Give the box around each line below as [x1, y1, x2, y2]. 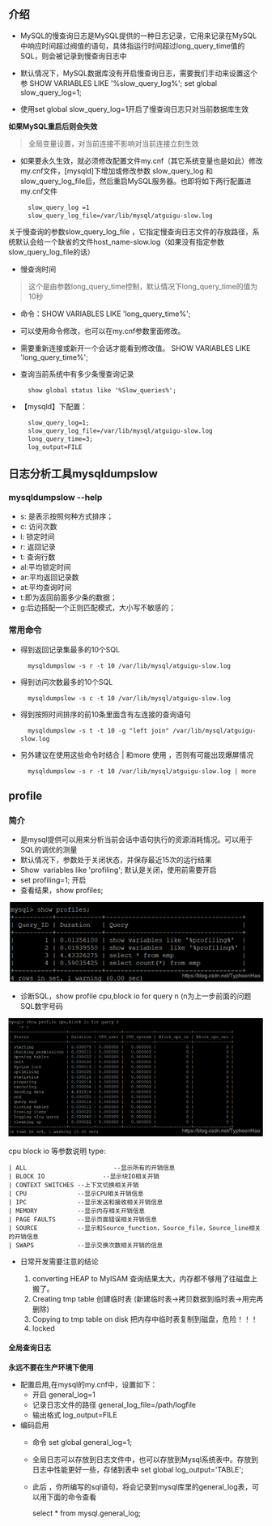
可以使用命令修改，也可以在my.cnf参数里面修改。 [19, 326, 185, 336]
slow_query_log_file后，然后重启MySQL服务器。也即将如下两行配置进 [19, 176, 252, 186]
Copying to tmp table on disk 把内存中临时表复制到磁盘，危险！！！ [32, 1314, 258, 1323]
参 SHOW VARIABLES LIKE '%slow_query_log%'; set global [19, 78, 217, 88]
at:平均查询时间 [19, 582, 72, 592]
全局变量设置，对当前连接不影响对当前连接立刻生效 [28, 139, 199, 148]
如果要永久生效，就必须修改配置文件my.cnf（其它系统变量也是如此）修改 [19, 156, 263, 165]
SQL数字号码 [19, 1002, 63, 1011]
